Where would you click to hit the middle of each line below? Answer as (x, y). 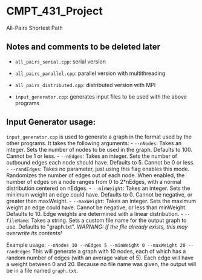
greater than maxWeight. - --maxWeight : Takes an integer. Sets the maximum (101, 201)
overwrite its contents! (34, 233)
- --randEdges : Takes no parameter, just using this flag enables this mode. (98, 169)
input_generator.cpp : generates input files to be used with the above (101, 96)
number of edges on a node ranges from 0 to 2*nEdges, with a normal (94, 181)
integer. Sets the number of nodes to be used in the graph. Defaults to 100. (99, 149)
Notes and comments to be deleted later (83, 47)
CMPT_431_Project (54, 11)
